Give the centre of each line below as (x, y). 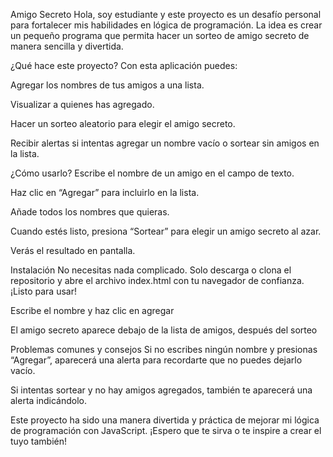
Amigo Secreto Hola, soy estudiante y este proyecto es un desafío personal (166, 14)
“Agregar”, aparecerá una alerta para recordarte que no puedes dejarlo (156, 360)
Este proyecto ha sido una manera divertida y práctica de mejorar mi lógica (165, 420)
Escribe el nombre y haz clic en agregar (92, 310)
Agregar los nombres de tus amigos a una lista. (107, 85)
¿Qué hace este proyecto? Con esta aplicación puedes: (124, 65)
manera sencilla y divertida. (67, 46)
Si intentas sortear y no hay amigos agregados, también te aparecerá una (161, 390)
